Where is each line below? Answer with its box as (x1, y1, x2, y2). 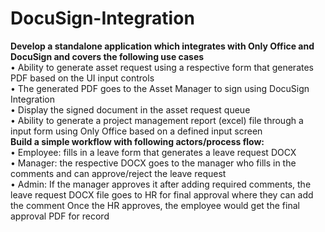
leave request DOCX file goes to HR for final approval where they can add (10, 188, 314, 201)
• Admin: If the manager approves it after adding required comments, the (10, 178, 312, 190)
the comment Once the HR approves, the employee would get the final (10, 199, 300, 211)
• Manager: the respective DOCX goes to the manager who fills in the (10, 157, 297, 169)
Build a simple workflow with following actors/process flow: (10, 135, 265, 147)
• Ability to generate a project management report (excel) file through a (10, 114, 304, 126)
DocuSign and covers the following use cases (10, 50, 205, 62)
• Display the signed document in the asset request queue (10, 103, 251, 116)
